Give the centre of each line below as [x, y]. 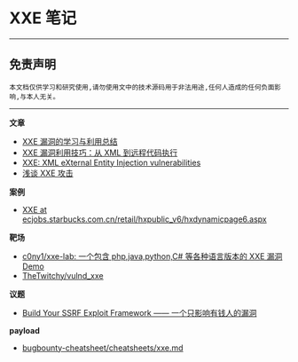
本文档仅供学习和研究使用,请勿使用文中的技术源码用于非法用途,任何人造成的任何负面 [142, 87]
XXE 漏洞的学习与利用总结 [70, 141]
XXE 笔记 [43, 18]
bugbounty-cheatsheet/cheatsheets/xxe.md [102, 348]
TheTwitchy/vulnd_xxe [63, 275]
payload [24, 330]
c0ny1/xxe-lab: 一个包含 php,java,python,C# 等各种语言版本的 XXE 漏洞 [152, 256]
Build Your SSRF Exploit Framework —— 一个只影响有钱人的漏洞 [139, 312]
